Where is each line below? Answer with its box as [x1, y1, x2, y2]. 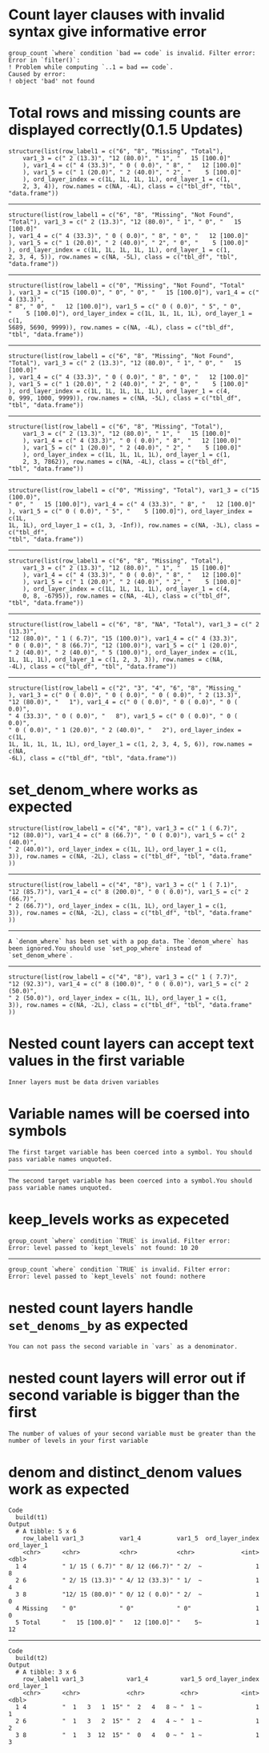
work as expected [8, 1480, 130, 1498]
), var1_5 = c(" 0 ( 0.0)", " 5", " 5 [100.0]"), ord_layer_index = [8, 507, 252, 515]
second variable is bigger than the [8, 1386, 240, 1404]
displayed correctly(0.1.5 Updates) [8, 121, 244, 139]
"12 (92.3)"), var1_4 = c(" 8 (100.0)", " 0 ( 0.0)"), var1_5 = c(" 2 [8, 980, 249, 988]
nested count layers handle [8, 1299, 194, 1317]
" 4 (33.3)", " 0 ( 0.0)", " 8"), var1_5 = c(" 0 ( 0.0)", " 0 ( [8, 711, 239, 720]
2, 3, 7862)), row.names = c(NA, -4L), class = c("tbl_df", [22, 457, 227, 465]
